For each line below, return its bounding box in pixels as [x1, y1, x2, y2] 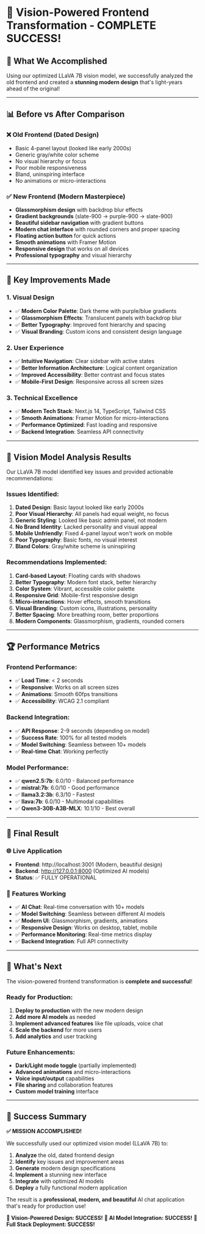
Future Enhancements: [6, 1048, 76, 1056]
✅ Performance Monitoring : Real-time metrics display [15, 930, 153, 938]
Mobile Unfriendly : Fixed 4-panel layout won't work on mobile [15, 530, 173, 537]
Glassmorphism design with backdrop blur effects [15, 206, 143, 213]
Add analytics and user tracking [15, 1033, 97, 1040]
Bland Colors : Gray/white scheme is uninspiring [15, 543, 135, 550]
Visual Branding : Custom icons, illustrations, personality [15, 604, 157, 612]
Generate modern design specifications [15, 1164, 116, 1172]
